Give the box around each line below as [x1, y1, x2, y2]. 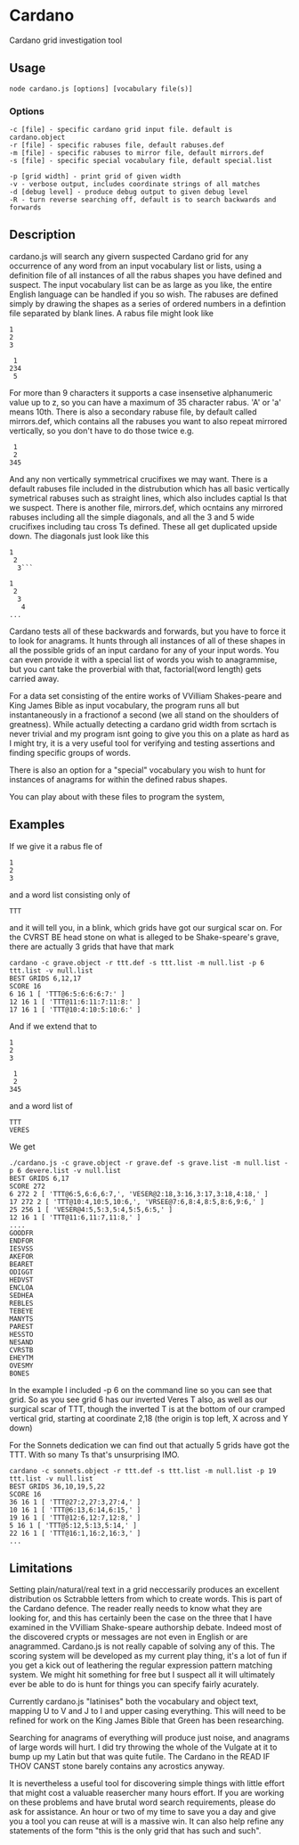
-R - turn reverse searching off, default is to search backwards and [9, 195, 277, 205]
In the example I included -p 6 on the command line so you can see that [9, 1384, 272, 1395]
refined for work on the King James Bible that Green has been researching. [9, 1715, 285, 1726]
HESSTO [9, 1330, 34, 1339]
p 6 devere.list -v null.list [9, 1166, 122, 1175]
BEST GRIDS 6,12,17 [9, 973, 82, 983]
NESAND [9, 1338, 34, 1347]
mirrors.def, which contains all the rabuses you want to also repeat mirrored [9, 415, 287, 426]
